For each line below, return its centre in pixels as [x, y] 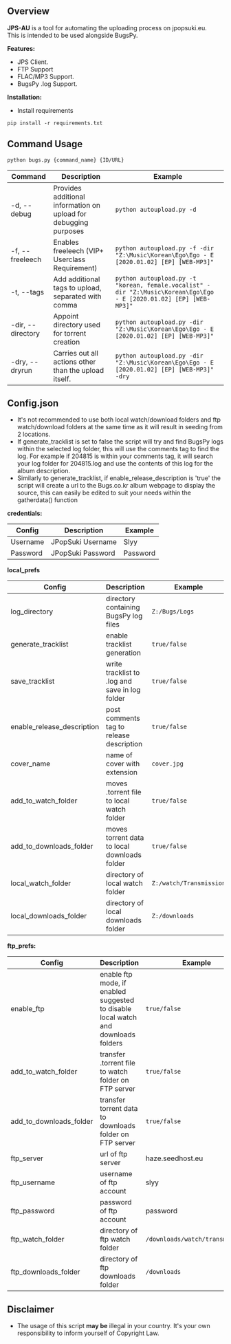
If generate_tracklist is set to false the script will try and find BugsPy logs [120, 442]
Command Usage [45, 144]
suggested [117, 1000]
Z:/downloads [173, 916]
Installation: [25, 97]
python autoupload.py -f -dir [165, 248]
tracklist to [123, 673]
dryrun [21, 370]
